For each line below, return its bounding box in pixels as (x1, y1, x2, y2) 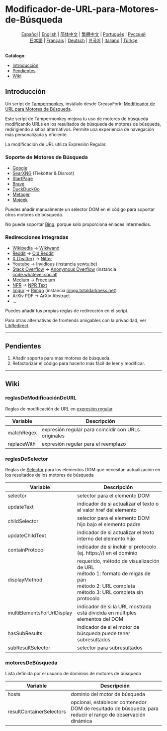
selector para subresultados (77, 644, 143, 651)
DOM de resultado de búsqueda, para (71, 705, 159, 712)
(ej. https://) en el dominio (77, 549, 138, 556)
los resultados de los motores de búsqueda (5, 472, 94, 478)
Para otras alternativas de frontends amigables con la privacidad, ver (5, 318, 147, 324)
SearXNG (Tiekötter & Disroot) (12, 171, 75, 177)
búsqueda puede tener (77, 630, 131, 637)
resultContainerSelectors (7, 708, 66, 715)
